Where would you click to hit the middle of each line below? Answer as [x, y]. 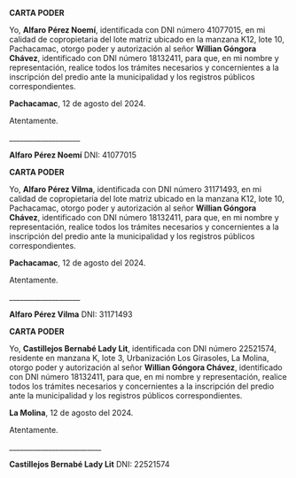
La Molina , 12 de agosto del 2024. [71, 412]
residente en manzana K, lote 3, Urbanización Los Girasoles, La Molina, [139, 358]
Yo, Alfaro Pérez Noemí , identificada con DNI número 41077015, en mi [137, 30]
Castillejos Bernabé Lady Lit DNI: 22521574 [90, 464]
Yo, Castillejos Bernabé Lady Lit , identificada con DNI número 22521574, [143, 348]
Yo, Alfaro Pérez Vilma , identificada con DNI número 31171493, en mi [136, 189]
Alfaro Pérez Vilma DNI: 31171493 [71, 314]
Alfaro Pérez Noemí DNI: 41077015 [73, 155]
